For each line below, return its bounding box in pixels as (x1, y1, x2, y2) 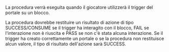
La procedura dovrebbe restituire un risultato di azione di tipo (5, 20, 134, 25)
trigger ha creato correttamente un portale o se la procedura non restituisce (5, 35, 164, 41)
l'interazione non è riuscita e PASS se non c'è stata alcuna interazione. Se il (5, 30, 163, 36)
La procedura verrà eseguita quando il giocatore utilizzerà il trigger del (5, 5, 153, 10)
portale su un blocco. (5, 10, 50, 16)
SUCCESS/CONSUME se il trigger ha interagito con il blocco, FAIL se (5, 25, 149, 31)
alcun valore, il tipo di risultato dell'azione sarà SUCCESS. (5, 41, 126, 47)
